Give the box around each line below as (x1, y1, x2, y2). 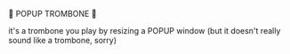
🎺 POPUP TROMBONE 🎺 (8, 9, 97, 19)
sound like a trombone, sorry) (8, 35, 117, 45)
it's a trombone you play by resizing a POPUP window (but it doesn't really (8, 26, 281, 35)
